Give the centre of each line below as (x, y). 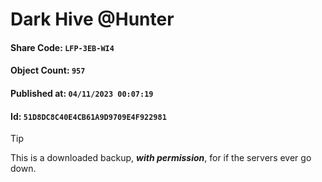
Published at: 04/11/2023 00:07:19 (82, 93)
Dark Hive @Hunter (92, 19)
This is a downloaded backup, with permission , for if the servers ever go (161, 158)
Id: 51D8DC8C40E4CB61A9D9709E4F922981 (88, 116)
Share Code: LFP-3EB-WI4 (62, 47)
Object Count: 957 (48, 70)
